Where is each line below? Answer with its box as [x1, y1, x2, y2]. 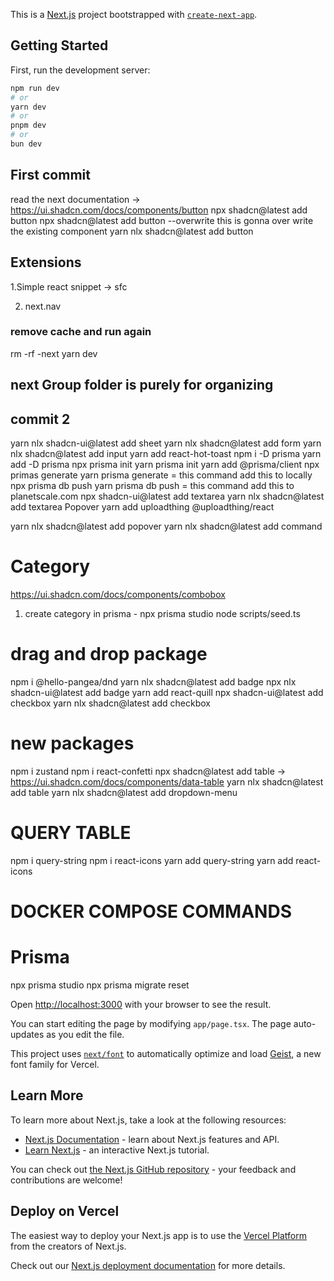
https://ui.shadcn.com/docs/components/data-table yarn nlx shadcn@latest [10, 775, 324, 788]
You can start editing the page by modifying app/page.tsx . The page [10, 1017, 292, 1029]
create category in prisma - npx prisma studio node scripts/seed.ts [24, 608, 301, 619]
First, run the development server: [10, 64, 151, 76]
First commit [10, 167, 91, 184]
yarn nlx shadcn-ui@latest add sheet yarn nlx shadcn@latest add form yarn [10, 437, 322, 449]
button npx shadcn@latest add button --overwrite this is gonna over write [10, 214, 314, 226]
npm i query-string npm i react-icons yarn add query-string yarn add [10, 854, 294, 866]
